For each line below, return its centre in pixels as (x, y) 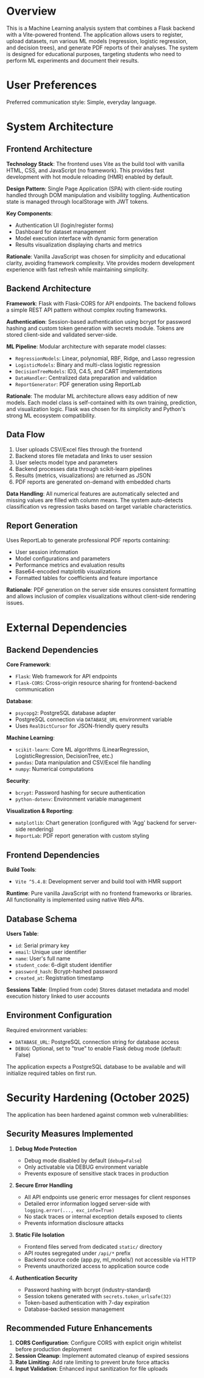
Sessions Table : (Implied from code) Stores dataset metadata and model (98, 989)
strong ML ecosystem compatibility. (51, 415)
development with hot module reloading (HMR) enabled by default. (90, 177)
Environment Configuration (59, 1015)
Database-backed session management (74, 1309)
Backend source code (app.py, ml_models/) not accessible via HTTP (110, 1259)
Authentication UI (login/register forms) (64, 225)
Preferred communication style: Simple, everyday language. (81, 102)
